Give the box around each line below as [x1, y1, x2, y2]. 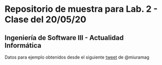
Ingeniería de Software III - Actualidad [4, 33, 124, 42]
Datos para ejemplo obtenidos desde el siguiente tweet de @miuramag [4, 54, 150, 60]
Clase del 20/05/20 [4, 14, 87, 25]
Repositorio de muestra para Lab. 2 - [4, 3, 158, 15]
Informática [4, 41, 42, 50]
